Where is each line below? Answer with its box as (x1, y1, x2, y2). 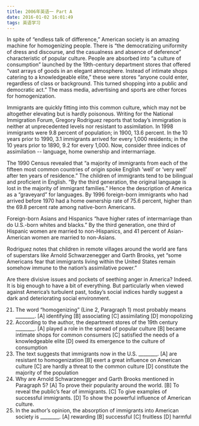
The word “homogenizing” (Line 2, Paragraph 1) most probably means (15, 306, 186, 313)
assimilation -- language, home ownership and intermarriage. (7, 148, 156, 155)
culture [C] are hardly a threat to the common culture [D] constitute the (15, 363, 189, 370)
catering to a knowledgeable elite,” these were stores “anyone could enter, (7, 73, 189, 81)
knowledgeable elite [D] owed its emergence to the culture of (15, 338, 165, 345)
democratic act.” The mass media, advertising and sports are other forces (7, 87, 187, 94)
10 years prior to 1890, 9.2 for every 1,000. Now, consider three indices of (7, 142, 186, 149)
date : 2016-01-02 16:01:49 (7, 14, 73, 20)
